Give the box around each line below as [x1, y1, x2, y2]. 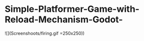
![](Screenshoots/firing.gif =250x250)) [5, 30, 85, 36]
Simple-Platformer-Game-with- [5, 3, 139, 15]
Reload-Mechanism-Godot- [5, 14, 123, 25]
